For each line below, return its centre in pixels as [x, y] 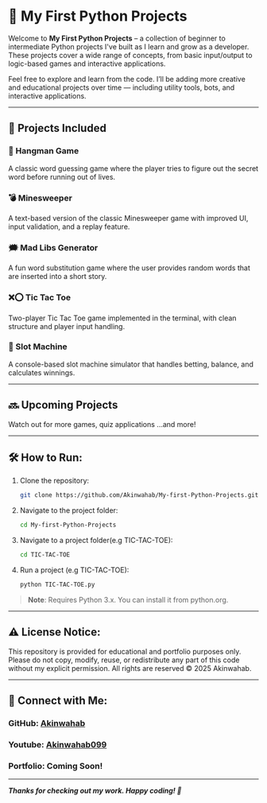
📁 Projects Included [58, 128]
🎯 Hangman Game [44, 151]
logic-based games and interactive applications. [87, 64]
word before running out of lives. [62, 177]
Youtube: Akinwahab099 [58, 744]
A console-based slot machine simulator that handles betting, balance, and [131, 364]
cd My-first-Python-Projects [68, 525]
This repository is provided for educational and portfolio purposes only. [125, 651]
